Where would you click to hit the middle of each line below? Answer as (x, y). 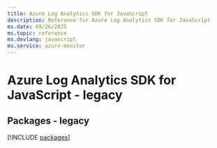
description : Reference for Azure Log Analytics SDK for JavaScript (109, 20)
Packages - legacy (48, 121)
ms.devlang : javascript (42, 40)
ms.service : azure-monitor (46, 46)
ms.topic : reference (37, 33)
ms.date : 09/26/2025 (37, 26)
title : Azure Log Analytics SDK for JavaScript (78, 14)
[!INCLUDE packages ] (39, 137)
